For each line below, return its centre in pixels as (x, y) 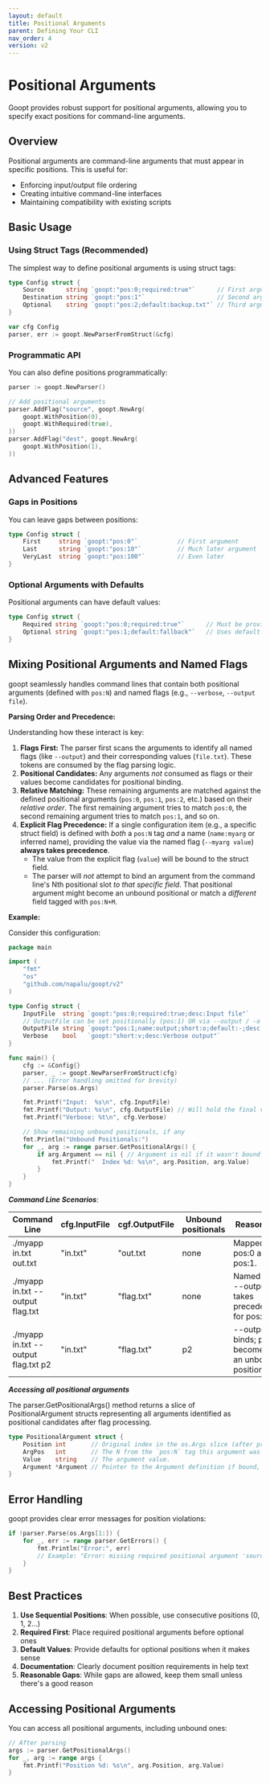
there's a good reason (57, 1684)
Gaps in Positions (43, 502)
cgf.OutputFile (146, 1224)
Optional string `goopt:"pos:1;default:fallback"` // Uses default (142, 632)
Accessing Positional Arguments (92, 1709)
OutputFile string (53, 1029)
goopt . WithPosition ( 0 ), (63, 416)
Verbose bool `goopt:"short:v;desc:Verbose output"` (122, 1036)
